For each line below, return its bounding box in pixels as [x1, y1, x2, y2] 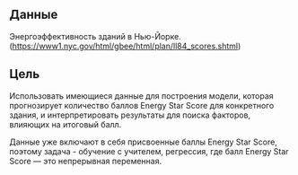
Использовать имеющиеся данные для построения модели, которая [9, 90, 274, 101]
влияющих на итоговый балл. [9, 118, 122, 129]
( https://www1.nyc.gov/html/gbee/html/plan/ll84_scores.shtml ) [9, 40, 241, 51]
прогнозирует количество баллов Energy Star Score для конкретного [9, 100, 275, 110]
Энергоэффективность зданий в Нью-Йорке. [9, 31, 181, 41]
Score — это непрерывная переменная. [9, 155, 162, 166]
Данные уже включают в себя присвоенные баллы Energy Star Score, [9, 136, 278, 147]
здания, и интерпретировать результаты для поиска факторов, [9, 109, 251, 120]
